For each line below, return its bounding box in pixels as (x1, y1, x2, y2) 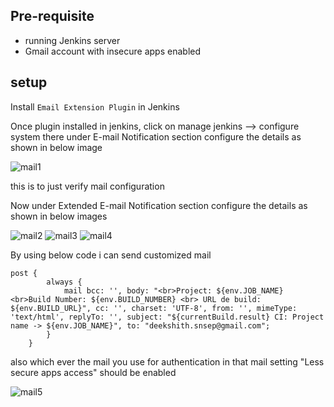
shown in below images (10, 210, 108, 222)
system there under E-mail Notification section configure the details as (10, 130, 302, 143)
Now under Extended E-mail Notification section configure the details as (10, 199, 308, 211)
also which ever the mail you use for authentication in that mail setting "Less (10, 355, 325, 368)
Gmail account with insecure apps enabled (24, 45, 202, 57)
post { (10, 268, 38, 278)
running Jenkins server (24, 34, 121, 46)
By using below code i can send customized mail (10, 249, 212, 261)
